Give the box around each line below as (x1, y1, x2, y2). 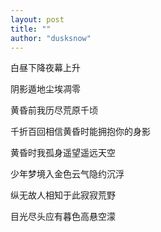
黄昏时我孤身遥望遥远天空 (10, 147, 116, 159)
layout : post (10, 14, 65, 25)
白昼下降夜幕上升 (10, 62, 81, 74)
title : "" (10, 24, 52, 34)
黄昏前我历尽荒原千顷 (10, 104, 98, 116)
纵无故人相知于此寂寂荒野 (10, 189, 116, 201)
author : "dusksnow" (10, 33, 92, 43)
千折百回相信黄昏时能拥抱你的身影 (10, 126, 151, 138)
